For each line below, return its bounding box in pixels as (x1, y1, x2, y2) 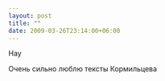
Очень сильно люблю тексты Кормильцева (8, 64, 158, 74)
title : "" (8, 19, 42, 27)
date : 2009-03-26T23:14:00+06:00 (8, 26, 121, 34)
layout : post (8, 11, 52, 20)
